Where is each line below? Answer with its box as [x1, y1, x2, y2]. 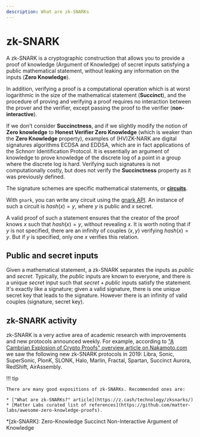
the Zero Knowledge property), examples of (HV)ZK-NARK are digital [6, 135, 177, 142]
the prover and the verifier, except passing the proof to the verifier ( [6, 104, 173, 111]
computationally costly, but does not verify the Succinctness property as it [6, 166, 191, 174]
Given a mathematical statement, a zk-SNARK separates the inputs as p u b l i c [6, 266, 194, 274]
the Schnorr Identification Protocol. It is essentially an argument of [6, 147, 170, 154]
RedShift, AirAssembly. [6, 363, 63, 371]
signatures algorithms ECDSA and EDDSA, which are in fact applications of [6, 141, 190, 148]
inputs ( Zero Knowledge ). [6, 73, 70, 81]
